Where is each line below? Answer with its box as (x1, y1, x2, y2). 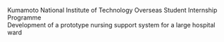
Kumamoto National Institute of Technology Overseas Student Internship (7, 6, 218, 14)
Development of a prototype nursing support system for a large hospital (7, 21, 216, 29)
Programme (7, 13, 42, 22)
